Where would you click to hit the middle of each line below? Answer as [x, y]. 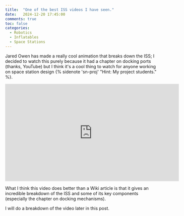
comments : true [21, 19]
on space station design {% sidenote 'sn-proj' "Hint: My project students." [81, 72]
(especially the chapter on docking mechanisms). [56, 199]
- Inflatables [24, 38]
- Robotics [21, 33]
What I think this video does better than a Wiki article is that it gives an [77, 188]
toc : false [16, 23]
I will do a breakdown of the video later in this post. [57, 208]
